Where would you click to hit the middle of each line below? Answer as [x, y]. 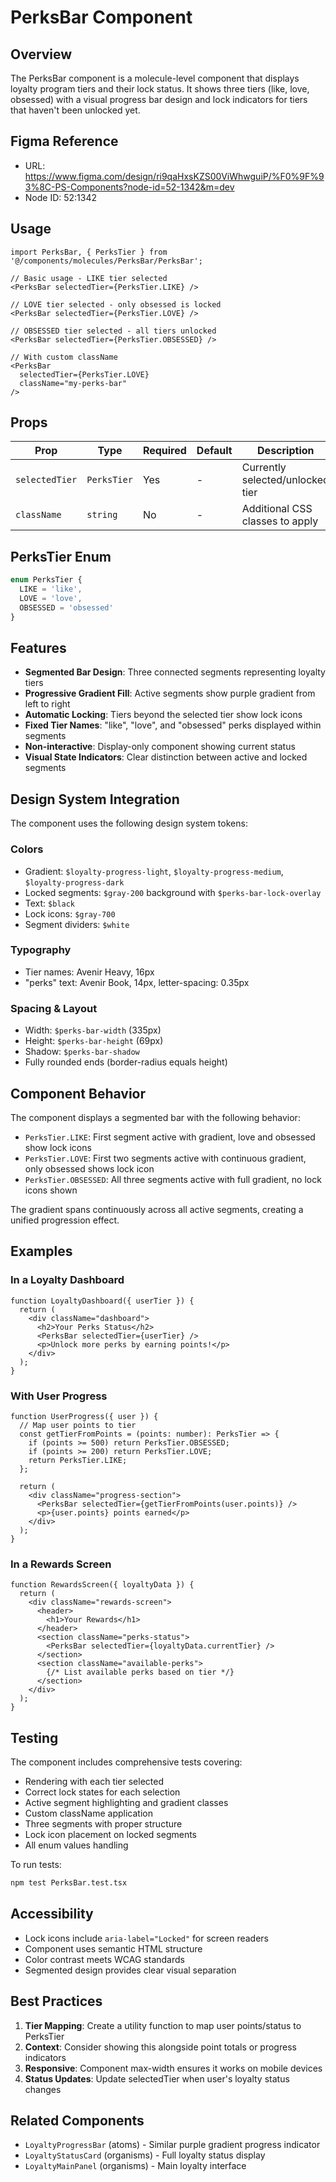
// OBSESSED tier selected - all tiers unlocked [113, 331]
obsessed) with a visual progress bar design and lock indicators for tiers [159, 99]
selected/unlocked [285, 480]
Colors [27, 849]
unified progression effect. [65, 1220]
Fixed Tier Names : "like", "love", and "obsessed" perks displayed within [173, 725]
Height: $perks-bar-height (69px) [94, 1041]
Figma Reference [64, 141]
